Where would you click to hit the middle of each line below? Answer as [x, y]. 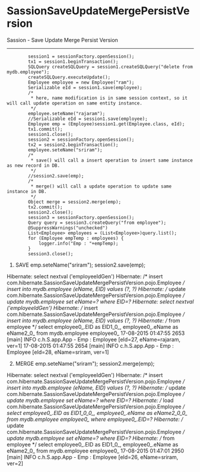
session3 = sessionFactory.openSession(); [81, 217]
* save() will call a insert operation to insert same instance [112, 160]
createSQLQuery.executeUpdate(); [69, 77]
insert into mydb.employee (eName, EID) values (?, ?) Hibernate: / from [93, 320]
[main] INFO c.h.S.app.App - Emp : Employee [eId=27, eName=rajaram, [93, 339]
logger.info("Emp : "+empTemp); [78, 243]
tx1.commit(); [45, 129]
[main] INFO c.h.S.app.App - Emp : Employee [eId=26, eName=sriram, [93, 457]
